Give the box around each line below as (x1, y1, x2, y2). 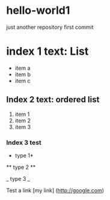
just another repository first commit (6, 23, 94, 31)
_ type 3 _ (6, 175, 30, 182)
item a (14, 64, 31, 71)
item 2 (14, 117, 31, 124)
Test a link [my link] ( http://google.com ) (6, 187, 104, 194)
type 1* (14, 151, 34, 159)
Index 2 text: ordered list (6, 94, 100, 105)
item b (14, 70, 31, 78)
